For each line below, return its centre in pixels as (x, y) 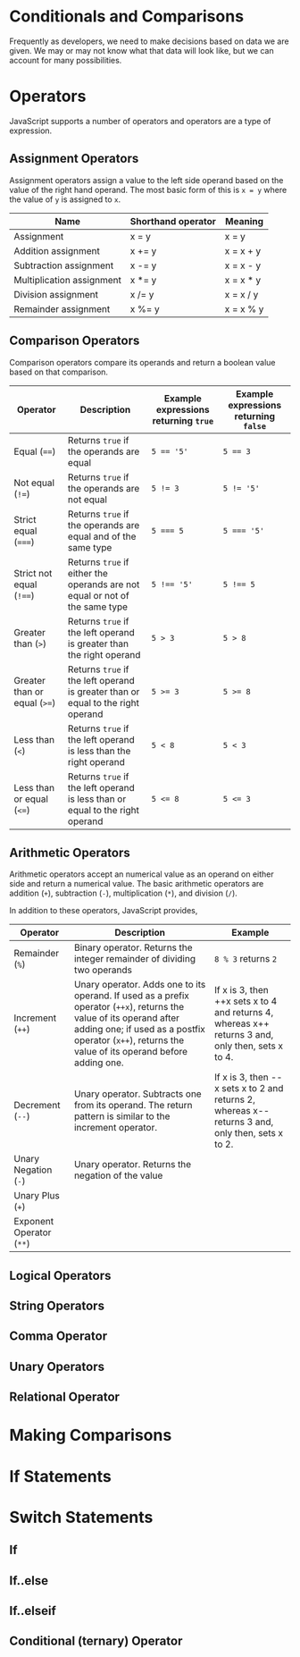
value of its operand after (127, 1018)
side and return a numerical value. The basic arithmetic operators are (137, 884)
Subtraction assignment (64, 265)
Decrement (37, 1106)
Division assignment (56, 294)
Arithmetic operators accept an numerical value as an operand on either (142, 874)
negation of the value (119, 1175)
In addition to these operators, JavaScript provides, (104, 911)
